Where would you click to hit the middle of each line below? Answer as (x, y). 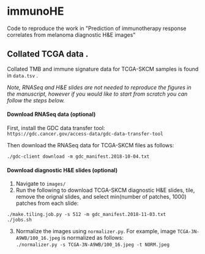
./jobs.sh (20, 220)
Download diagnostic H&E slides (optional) (62, 170)
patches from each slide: (47, 203)
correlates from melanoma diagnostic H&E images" (71, 34)
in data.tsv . (23, 75)
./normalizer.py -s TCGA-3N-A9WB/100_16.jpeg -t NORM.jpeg (93, 245)
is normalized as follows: (93, 238)
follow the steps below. (36, 100)
